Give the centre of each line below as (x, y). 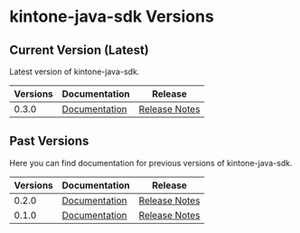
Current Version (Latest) (79, 50)
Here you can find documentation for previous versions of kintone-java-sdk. (151, 163)
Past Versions (49, 141)
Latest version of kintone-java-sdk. (75, 71)
